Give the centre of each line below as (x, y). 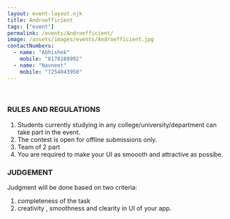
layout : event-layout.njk (45, 14)
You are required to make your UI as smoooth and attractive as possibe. (120, 154)
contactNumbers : (31, 46)
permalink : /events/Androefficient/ (60, 33)
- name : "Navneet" (40, 65)
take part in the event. (49, 132)
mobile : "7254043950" (51, 72)
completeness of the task (54, 201)
